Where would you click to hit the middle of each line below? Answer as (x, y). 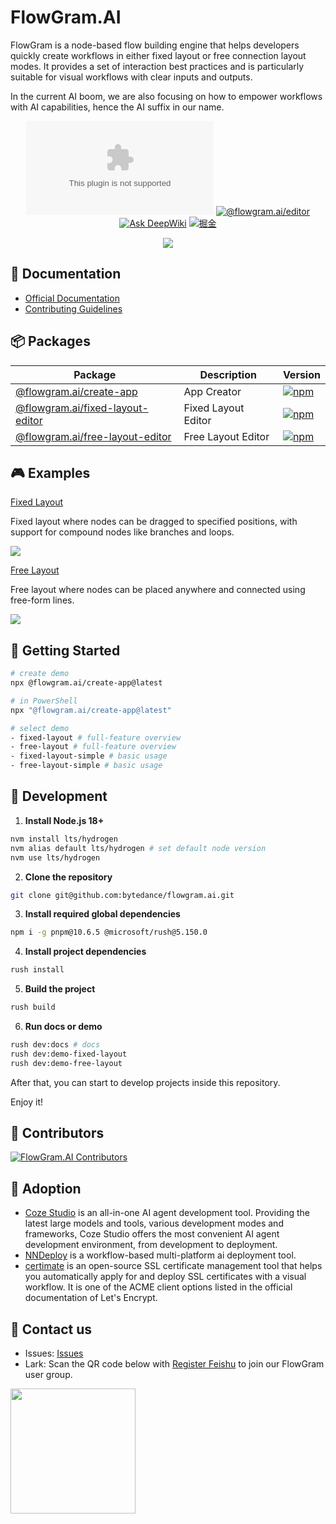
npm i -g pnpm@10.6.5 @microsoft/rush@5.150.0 (109, 932)
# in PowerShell (44, 701)
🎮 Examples (50, 472)
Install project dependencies (85, 952)
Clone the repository (68, 877)
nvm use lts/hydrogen (55, 857)
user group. (48, 1375)
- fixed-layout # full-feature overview (96, 737)
